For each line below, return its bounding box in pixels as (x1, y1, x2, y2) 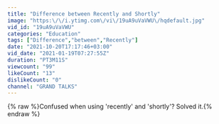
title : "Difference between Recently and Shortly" (7, 10, 161, 18)
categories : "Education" (7, 30, 81, 38)
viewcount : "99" (7, 63, 55, 70)
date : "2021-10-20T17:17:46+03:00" (7, 43, 113, 50)
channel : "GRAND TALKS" (7, 83, 78, 90)
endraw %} (7, 110, 41, 118)
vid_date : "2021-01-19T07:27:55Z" (7, 50, 110, 57)
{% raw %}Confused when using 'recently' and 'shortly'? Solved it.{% (7, 102, 213, 111)
